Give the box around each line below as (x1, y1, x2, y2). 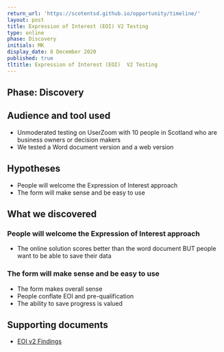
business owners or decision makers (16, 135, 121, 144)
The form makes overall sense (16, 285, 103, 293)
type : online (7, 29, 45, 36)
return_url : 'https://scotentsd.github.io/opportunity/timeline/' (7, 10, 201, 17)
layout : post (7, 16, 45, 23)
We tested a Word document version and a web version (16, 142, 174, 151)
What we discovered (7, 208, 97, 220)
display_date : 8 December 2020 (7, 49, 97, 56)
